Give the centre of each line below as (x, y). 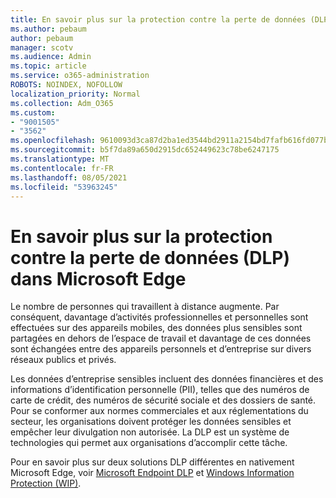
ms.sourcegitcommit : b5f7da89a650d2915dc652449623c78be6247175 (145, 150)
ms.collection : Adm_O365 (62, 103)
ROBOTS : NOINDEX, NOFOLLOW (66, 85)
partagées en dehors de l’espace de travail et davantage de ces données (161, 338)
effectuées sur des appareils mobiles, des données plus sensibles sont (156, 328)
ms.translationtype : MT (60, 159)
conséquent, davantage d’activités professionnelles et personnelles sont (159, 317)
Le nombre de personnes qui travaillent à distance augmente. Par (145, 307)
